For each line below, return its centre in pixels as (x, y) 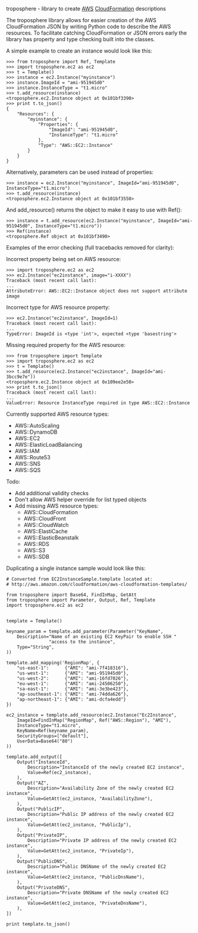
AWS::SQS (28, 470)
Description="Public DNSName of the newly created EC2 (97, 867)
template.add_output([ (34, 757)
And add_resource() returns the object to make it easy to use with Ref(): (94, 210)
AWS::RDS (36, 544)
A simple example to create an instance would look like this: (79, 51)
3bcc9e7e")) (21, 377)
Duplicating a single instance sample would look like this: (76, 568)
